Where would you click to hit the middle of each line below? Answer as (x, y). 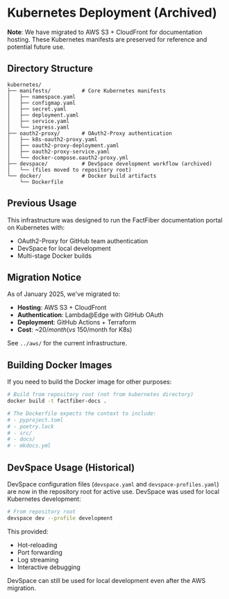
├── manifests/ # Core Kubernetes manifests (87, 91)
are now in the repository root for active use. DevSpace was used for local (113, 492)
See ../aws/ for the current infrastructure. (67, 343)
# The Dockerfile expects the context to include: (82, 413)
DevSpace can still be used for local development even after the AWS (107, 580)
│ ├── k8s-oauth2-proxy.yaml (52, 139)
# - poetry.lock (31, 426)
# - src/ (20, 433)
